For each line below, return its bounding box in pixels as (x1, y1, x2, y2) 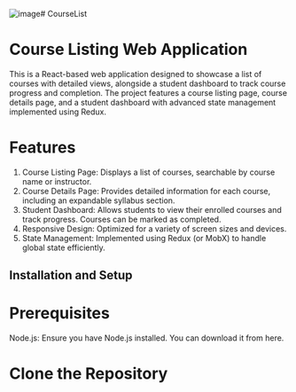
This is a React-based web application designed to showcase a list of (9, 68, 262, 79)
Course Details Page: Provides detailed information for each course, (21, 185, 271, 196)
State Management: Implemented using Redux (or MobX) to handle (21, 232, 267, 243)
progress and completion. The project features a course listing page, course (9, 87, 288, 98)
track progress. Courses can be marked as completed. (21, 214, 222, 224)
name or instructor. (21, 176, 92, 186)
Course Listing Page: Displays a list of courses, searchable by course (21, 167, 276, 177)
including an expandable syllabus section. (21, 195, 175, 206)
